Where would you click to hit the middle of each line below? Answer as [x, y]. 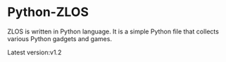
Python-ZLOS [48, 12]
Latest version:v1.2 [34, 52]
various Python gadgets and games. [60, 38]
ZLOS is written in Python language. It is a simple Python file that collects [113, 31]
